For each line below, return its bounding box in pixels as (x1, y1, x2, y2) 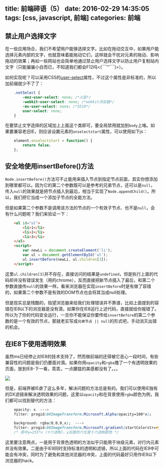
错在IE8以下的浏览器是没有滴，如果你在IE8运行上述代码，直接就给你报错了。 (5, 306, 159, 312)
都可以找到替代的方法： (9, 398, 57, 404)
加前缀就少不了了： (5, 81, 44, 86)
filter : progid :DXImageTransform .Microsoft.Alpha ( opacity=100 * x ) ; (14, 412, 152, 417)
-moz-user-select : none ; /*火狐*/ (22, 95, 91, 100)
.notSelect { (14, 90, 41, 95)
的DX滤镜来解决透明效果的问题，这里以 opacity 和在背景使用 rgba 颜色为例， (5, 391, 155, 397)
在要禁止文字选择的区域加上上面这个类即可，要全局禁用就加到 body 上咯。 (5, 123, 151, 128)
